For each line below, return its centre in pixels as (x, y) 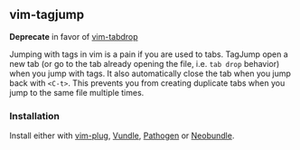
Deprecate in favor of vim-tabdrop (74, 36)
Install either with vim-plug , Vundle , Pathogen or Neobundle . (122, 136)
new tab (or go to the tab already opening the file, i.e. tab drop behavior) (145, 63)
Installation (35, 116)
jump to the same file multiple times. (77, 92)
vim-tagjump (47, 15)
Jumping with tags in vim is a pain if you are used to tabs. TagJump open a (149, 54)
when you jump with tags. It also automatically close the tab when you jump (150, 73)
